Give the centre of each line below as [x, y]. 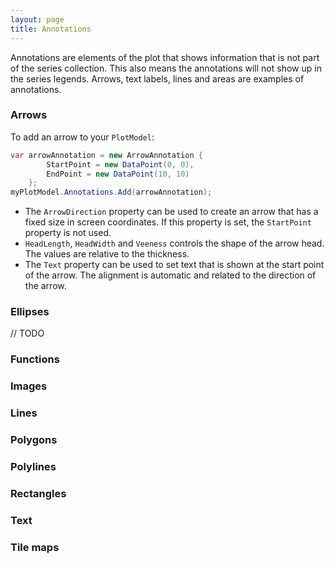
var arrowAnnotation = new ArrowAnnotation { [106, 155]
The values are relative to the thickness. [107, 254]
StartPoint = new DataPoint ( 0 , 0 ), [120, 164]
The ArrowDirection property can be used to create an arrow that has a [171, 212]
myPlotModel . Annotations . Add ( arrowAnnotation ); [111, 192]
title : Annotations [51, 29]
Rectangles [38, 493]
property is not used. [68, 233]
